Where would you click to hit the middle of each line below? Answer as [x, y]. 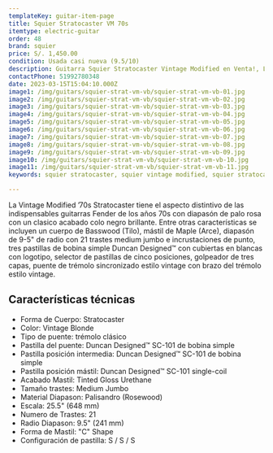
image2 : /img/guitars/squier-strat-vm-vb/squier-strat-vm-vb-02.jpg [127, 99]
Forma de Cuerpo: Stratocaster [72, 319]
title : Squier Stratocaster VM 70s [69, 24]
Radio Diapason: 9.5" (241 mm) [72, 423]
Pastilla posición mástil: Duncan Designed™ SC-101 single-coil [123, 371]
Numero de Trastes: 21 [58, 414]
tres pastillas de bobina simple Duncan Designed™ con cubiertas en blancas [135, 248]
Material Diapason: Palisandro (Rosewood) [91, 397]
